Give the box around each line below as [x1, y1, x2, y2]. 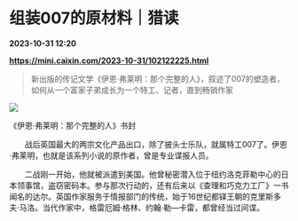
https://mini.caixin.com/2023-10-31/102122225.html [9, 55, 209, 66]
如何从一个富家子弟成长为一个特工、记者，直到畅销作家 [30, 84, 233, 95]
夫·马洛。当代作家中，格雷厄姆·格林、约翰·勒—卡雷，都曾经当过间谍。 [9, 201, 265, 213]
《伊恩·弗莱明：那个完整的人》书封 [9, 120, 137, 130]
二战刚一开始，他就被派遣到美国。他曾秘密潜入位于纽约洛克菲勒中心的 [24, 169, 281, 179]
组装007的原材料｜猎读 [9, 8, 179, 28]
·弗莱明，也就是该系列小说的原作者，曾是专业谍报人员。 [9, 150, 215, 161]
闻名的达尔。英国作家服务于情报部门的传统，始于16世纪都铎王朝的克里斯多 [9, 191, 282, 201]
